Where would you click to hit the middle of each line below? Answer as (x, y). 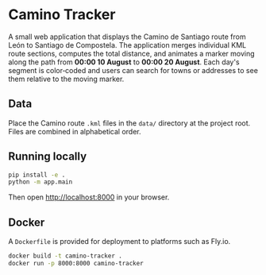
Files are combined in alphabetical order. (75, 131)
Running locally (48, 157)
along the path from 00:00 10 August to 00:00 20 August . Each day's (124, 62)
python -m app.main (40, 182)
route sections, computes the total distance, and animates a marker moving (132, 53)
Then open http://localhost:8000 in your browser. (89, 197)
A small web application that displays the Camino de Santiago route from (127, 37)
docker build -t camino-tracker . (66, 256)
